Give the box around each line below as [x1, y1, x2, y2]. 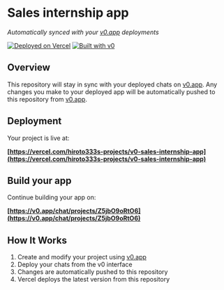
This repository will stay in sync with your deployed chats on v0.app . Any [7, 80, 218, 89]
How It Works [7, 234, 68, 246]
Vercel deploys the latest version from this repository [17, 275, 170, 284]
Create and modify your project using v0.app [17, 253, 147, 261]
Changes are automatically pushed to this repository [17, 268, 168, 276]
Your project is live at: [7, 134, 70, 142]
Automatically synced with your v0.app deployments [7, 28, 159, 36]
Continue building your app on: [7, 193, 96, 201]
